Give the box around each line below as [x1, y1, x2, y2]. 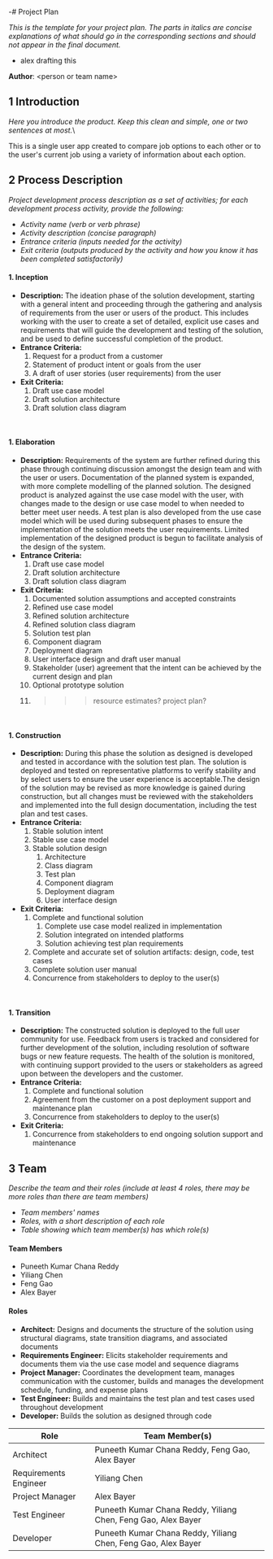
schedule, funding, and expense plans [19, 1385, 149, 1395]
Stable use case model [32, 835, 110, 845]
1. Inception [8, 273, 49, 282]
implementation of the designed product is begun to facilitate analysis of [19, 533, 263, 544]
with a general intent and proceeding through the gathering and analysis [19, 299, 262, 308]
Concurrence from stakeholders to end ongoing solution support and [32, 1129, 263, 1139]
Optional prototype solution [32, 680, 124, 690]
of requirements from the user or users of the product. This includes [19, 308, 249, 317]
